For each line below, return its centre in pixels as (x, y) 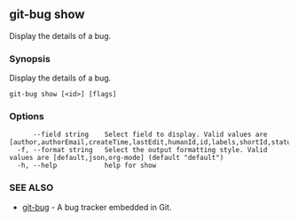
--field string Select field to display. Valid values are (150, 135)
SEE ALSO (31, 187)
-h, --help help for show (87, 166)
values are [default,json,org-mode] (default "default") (117, 158)
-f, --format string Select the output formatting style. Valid (142, 150)
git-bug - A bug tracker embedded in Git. (97, 207)
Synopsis (30, 58)
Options (27, 117)
